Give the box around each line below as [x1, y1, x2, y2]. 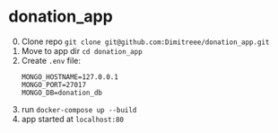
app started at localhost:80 [21, 113, 125, 124]
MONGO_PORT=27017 [21, 80, 87, 89]
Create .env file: [21, 55, 82, 66]
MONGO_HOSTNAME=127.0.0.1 [21, 72, 118, 82]
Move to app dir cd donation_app [21, 45, 143, 56]
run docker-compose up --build [21, 103, 137, 114]
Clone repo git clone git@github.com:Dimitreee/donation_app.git [21, 36, 270, 47]
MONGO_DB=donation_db [21, 88, 102, 97]
